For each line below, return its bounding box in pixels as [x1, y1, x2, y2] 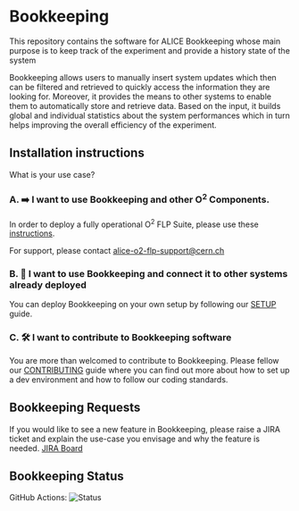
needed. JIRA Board [9, 442, 83, 453]
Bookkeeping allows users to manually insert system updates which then [9, 71, 277, 82]
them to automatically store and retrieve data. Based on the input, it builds [9, 100, 281, 111]
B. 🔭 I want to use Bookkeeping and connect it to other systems [9, 268, 288, 281]
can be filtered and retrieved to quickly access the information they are [9, 81, 270, 92]
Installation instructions [9, 146, 145, 161]
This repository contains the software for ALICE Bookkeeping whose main [9, 36, 281, 46]
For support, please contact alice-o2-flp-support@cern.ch [9, 246, 225, 256]
